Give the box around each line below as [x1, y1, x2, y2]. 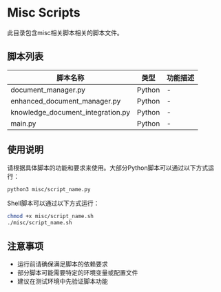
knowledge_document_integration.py [10, 107, 131, 117]
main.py [10, 119, 36, 128]
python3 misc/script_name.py [7, 186, 91, 193]
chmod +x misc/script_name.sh [7, 213, 94, 220]
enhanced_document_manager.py [10, 96, 121, 106]
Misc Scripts [7, 5, 81, 21]
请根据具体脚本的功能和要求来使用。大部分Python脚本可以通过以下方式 [7, 164, 209, 172]
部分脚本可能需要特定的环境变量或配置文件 [17, 269, 138, 277]
